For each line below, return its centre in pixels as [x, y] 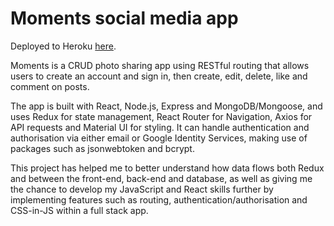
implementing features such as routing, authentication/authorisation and [159, 199]
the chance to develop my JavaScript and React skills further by [142, 189]
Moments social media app [124, 18]
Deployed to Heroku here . [63, 46]
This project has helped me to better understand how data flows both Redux [167, 168]
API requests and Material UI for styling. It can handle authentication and [160, 127]
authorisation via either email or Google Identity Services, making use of [159, 138]
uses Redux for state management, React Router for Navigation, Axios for [161, 116]
